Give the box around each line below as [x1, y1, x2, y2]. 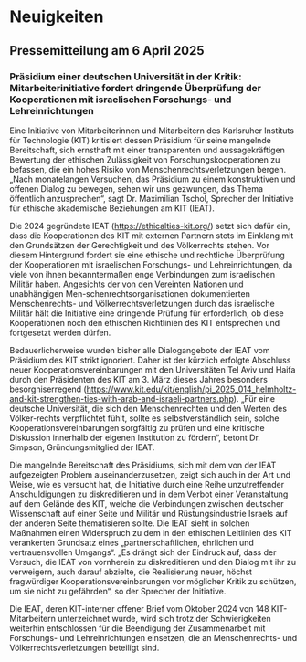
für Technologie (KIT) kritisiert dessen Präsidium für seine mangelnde [9, 134, 272, 145]
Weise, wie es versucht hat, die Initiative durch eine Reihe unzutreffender [9, 478, 285, 489]
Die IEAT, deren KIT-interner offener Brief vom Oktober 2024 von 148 [9, 603, 269, 614]
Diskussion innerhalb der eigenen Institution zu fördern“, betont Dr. [9, 432, 260, 443]
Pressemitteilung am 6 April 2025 [9, 43, 205, 58]
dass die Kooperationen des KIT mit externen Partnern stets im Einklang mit [9, 230, 294, 241]
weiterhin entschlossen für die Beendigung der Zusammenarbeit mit [9, 623, 266, 634]
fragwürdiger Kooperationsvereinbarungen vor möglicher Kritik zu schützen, [9, 575, 297, 586]
